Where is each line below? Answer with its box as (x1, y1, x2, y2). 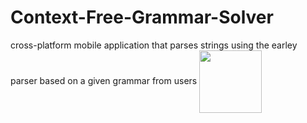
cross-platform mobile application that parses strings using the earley (10, 39, 298, 51)
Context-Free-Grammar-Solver (10, 6, 274, 29)
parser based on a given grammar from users (10, 74, 198, 86)
